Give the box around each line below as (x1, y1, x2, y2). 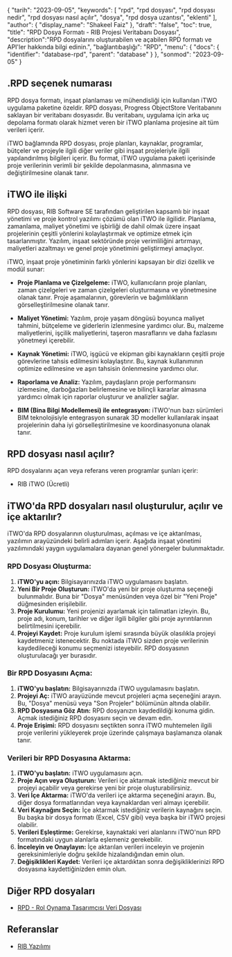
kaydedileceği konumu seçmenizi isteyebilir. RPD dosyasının (17, 644, 189, 652)
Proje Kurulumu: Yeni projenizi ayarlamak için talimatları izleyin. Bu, (17, 607, 211, 615)
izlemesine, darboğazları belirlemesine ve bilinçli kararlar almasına (17, 385, 206, 393)
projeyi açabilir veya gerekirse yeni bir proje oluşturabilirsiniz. (17, 784, 193, 792)
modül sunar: (7, 265, 45, 273)
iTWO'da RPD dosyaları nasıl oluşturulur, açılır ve (7, 500, 223, 512)
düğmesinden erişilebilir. (17, 599, 88, 608)
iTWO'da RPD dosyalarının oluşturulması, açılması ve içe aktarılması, (7, 529, 202, 538)
